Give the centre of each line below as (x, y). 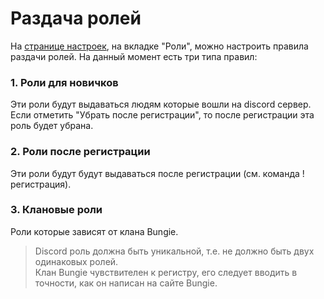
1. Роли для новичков (64, 82)
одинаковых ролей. (76, 261)
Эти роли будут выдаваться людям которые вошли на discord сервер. (161, 104)
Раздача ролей (76, 18)
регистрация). (41, 184)
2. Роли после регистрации (80, 152)
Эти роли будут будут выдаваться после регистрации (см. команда (155, 173)
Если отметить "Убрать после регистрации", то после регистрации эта (162, 115)
